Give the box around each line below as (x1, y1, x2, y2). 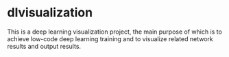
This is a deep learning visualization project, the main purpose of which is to (7, 27, 223, 36)
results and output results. (7, 42, 81, 50)
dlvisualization (7, 5, 93, 21)
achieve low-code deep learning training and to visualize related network (7, 34, 214, 43)
